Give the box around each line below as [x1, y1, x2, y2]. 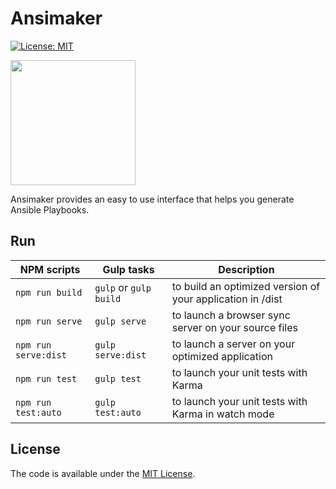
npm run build [15, 287, 83, 298]
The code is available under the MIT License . [10, 467, 196, 479]
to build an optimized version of [171, 279, 321, 293]
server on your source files [171, 320, 299, 334]
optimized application [171, 349, 273, 363]
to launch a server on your [171, 337, 296, 351]
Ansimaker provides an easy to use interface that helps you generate [10, 193, 295, 205]
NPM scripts [19, 262, 81, 276]
